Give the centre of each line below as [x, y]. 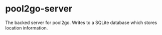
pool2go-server [39, 9]
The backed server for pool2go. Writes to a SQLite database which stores [81, 22]
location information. [27, 27]
